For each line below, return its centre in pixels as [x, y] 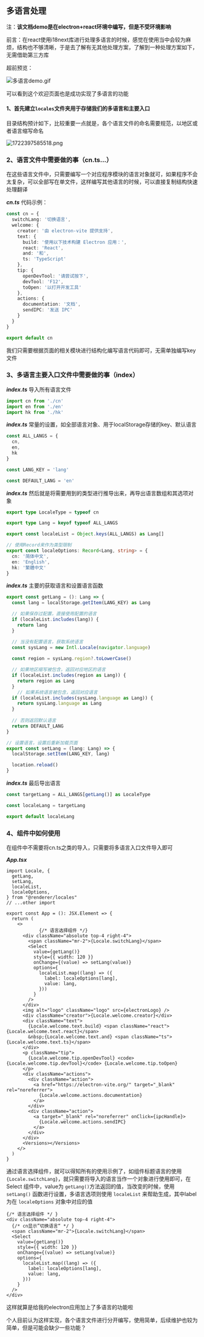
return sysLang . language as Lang [59, 704]
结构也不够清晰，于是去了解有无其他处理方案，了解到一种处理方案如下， [107, 47]
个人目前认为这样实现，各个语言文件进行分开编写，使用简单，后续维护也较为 [102, 1320]
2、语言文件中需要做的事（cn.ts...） [59, 160]
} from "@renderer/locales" [42, 898]
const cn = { [23, 214]
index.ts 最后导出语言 [33, 783]
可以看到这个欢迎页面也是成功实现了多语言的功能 [67, 94]
